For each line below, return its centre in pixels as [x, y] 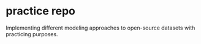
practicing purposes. [32, 34]
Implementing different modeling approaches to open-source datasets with [100, 28]
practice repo [41, 11]
